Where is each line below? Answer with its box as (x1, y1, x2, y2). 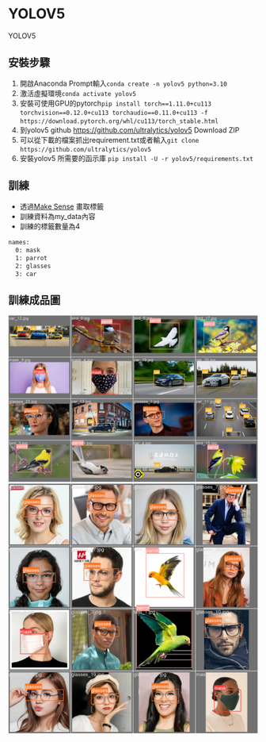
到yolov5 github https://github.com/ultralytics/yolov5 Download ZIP (19, 125, 240, 135)
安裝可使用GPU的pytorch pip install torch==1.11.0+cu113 (19, 98, 212, 108)
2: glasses (15, 262, 51, 270)
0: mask (15, 246, 41, 254)
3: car (15, 270, 37, 278)
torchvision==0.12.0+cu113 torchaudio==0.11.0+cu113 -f (19, 109, 208, 117)
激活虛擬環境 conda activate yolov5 (19, 88, 137, 98)
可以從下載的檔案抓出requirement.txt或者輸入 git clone (19, 135, 199, 144)
